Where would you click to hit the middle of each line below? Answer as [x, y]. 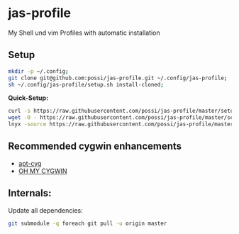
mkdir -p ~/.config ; [39, 71]
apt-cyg [30, 163]
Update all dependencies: [46, 210]
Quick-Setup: [28, 98]
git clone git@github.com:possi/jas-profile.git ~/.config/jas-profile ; [118, 78]
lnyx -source [27, 124]
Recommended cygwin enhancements [95, 146]
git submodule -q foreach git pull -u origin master [88, 223]
